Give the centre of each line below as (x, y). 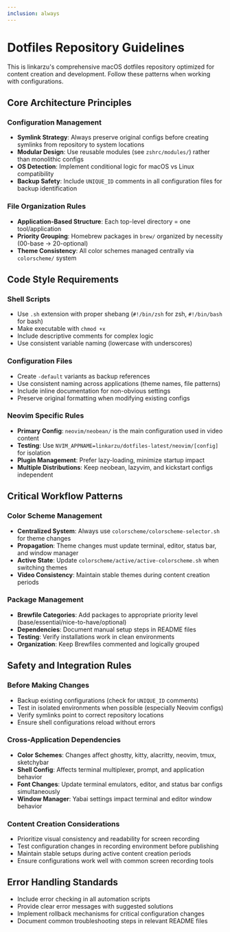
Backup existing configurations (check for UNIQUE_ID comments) (108, 700)
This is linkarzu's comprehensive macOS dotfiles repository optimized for (111, 67)
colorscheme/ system (47, 258)
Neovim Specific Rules (46, 415)
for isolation (34, 453)
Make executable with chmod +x (61, 329)
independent (35, 475)
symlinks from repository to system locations (81, 144)
